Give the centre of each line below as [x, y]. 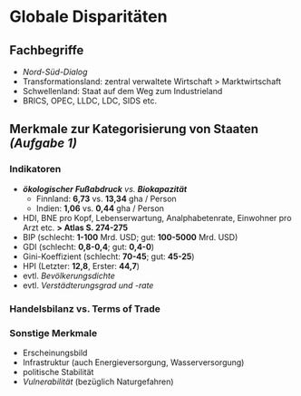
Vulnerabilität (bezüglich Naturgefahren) [98, 382]
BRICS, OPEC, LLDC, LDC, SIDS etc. [89, 101]
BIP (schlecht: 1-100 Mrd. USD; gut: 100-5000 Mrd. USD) [130, 237]
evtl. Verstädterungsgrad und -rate [88, 285]
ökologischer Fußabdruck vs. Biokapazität [105, 188]
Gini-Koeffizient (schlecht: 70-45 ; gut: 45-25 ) [108, 256]
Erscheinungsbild [55, 353]
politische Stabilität [58, 372]
